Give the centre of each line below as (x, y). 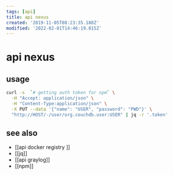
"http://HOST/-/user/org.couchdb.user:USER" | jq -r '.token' (90, 115)
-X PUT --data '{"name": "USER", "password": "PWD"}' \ (82, 109)
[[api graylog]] (32, 160)
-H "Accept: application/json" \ (53, 98)
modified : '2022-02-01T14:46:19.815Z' (54, 28)
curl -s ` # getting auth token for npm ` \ (61, 93)
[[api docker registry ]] (42, 147)
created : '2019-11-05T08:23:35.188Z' (53, 22)
